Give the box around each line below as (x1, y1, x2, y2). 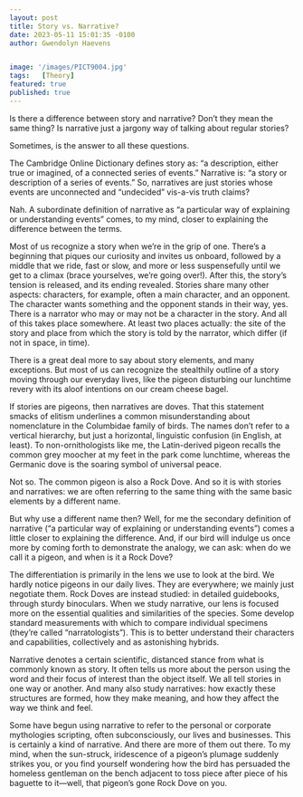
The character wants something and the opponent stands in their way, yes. (9, 298, 289, 309)
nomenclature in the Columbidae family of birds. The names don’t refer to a (9, 420, 290, 431)
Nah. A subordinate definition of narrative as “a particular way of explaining (9, 204, 290, 215)
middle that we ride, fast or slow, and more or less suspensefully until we (9, 260, 281, 271)
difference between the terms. (9, 223, 123, 234)
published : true (9, 88, 71, 97)
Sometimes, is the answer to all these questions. (9, 139, 190, 150)
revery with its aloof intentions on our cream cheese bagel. (9, 383, 229, 394)
